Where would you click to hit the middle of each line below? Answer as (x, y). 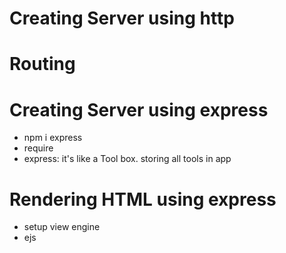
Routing (42, 64)
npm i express (53, 138)
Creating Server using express (139, 109)
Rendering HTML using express (143, 199)
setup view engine (62, 227)
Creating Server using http (122, 18)
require (38, 148)
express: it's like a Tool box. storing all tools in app (127, 159)
